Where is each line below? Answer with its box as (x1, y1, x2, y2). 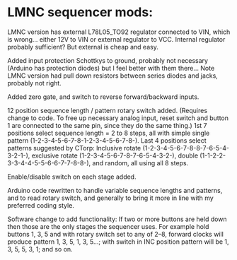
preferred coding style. (7, 201, 74, 209)
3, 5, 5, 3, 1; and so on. (7, 244, 73, 253)
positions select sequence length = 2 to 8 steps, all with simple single (7, 129, 210, 137)
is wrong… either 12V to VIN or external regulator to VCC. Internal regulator (7, 35, 226, 43)
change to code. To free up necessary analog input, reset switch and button (7, 114, 229, 122)
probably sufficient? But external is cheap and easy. (7, 42, 159, 51)
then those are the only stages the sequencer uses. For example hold (7, 222, 209, 230)
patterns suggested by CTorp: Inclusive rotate (7, 143, 141, 152)
